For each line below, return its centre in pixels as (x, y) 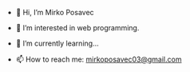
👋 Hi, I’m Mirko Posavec (55, 12)
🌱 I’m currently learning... (57, 43)
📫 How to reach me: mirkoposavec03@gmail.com (99, 59)
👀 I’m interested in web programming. (77, 28)
